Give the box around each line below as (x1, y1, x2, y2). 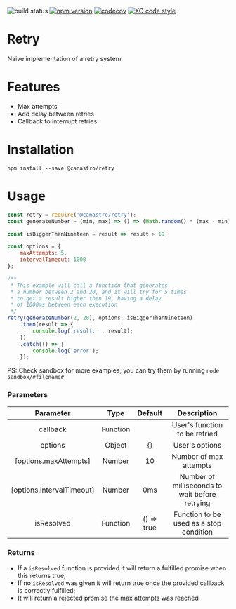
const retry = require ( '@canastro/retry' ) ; (7, 211, 137, 218)
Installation (7, 142, 74, 158)
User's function (171, 420, 223, 429)
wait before (178, 489, 216, 499)
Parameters (7, 390, 48, 400)
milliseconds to (172, 481, 223, 490)
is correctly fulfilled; (17, 586, 76, 594)
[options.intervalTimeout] (11, 485, 95, 495)
